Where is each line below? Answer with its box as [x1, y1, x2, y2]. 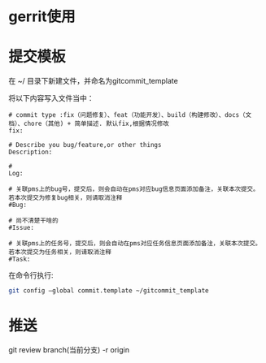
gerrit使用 [8, 7, 76, 26]
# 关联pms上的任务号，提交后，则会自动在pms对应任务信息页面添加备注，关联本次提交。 [8, 240, 262, 248]
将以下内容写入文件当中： [8, 93, 94, 103]
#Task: [8, 255, 31, 264]
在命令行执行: [8, 270, 55, 280]
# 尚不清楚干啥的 [8, 217, 59, 225]
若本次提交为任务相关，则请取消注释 [8, 248, 112, 257]
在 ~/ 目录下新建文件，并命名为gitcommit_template [8, 76, 179, 86]
